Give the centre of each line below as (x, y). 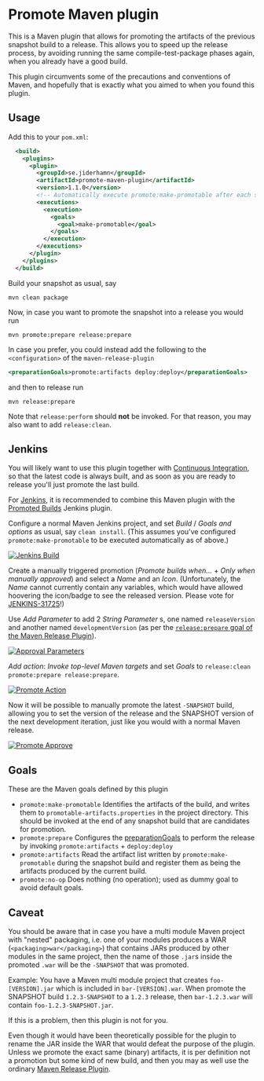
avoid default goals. (51, 888)
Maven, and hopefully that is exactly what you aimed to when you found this (132, 85)
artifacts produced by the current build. (83, 871)
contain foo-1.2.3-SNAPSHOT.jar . (61, 1005)
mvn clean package (38, 297)
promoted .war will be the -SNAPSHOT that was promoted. (99, 965)
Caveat (26, 912)
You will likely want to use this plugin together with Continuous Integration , (129, 468)
